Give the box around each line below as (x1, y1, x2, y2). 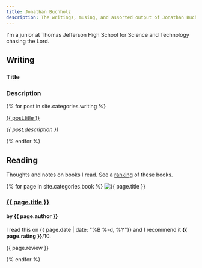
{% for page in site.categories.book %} (6, 182, 103, 190)
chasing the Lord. (6, 37, 50, 45)
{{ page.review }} (6, 245, 49, 252)
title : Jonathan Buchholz (6, 8, 71, 15)
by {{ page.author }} (6, 213, 58, 220)
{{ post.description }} (6, 126, 59, 133)
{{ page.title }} (6, 198, 50, 206)
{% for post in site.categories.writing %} (6, 103, 106, 110)
